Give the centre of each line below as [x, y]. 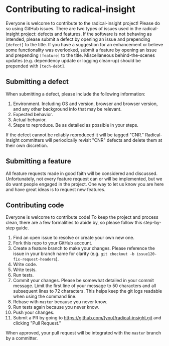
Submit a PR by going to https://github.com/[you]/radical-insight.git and [87, 318]
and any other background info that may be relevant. [67, 109]
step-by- [152, 223]
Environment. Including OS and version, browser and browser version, [85, 104]
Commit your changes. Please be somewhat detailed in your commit [83, 281]
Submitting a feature [39, 161]
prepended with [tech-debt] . [36, 66]
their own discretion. [27, 145]
